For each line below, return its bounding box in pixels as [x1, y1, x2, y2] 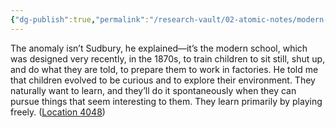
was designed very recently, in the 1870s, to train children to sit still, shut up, [10, 52, 326, 65]
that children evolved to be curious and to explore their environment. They [10, 74, 316, 86]
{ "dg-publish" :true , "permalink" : [10, 14, 150, 25]
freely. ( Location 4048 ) [10, 106, 106, 118]
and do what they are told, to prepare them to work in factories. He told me [10, 63, 319, 75]
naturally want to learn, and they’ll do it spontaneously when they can [10, 84, 297, 96]
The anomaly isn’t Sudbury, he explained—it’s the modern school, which [10, 42, 308, 54]
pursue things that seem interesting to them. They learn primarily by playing [10, 95, 323, 107]
